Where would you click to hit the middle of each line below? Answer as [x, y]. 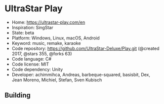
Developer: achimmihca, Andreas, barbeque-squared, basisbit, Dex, [81, 74]
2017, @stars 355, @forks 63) [42, 53]
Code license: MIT [30, 64]
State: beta [23, 33]
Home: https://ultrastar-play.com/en [48, 22]
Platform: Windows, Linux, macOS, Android [56, 38]
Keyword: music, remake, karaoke [46, 43]
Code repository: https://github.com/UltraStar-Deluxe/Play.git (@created [85, 48]
